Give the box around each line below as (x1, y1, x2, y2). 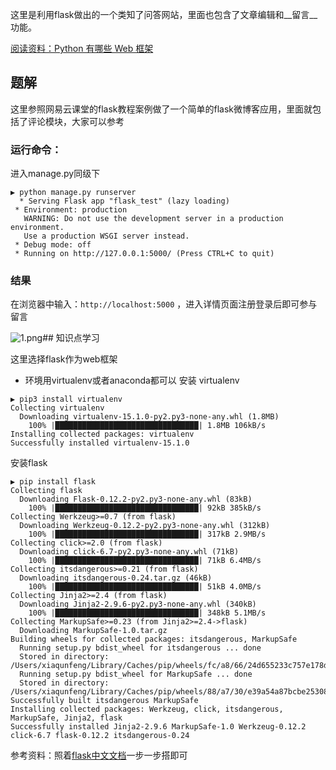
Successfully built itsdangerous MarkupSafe (10, 696, 199, 706)
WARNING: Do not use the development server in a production (23, 214, 284, 224)
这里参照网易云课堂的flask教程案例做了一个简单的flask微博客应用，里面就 (10, 103, 313, 115)
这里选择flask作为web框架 (10, 353, 118, 365)
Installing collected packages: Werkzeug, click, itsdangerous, (10, 704, 284, 715)
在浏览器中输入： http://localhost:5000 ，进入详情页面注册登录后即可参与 (10, 298, 318, 310)
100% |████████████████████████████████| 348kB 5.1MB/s (28, 608, 267, 618)
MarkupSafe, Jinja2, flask (10, 713, 123, 723)
